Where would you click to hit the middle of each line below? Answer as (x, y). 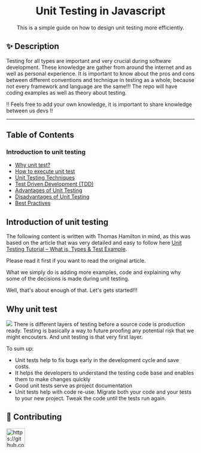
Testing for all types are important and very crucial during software (89, 60)
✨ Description (33, 46)
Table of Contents (40, 135)
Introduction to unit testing (46, 152)
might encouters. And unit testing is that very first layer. (75, 337)
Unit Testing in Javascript (100, 11)
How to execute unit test (45, 171)
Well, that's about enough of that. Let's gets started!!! (72, 290)
